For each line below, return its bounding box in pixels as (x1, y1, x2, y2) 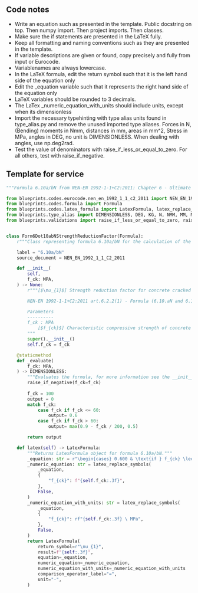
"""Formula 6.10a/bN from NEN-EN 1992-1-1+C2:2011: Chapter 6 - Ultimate (6, 185, 192, 191)
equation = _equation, (37, 555, 88, 561)
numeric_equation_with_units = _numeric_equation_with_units (37, 566, 186, 572)
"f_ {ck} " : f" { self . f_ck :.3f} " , (48, 478, 126, 484)
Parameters (27, 309, 54, 314)
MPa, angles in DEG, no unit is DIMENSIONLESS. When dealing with (14, 133, 180, 140)
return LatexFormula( (27, 538, 81, 544)
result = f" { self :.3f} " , (37, 549, 94, 555)
